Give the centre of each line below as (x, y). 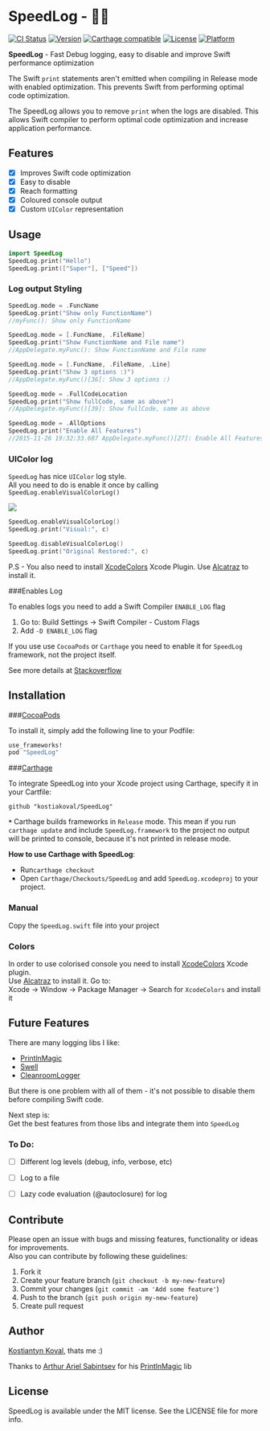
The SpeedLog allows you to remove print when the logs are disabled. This (134, 111)
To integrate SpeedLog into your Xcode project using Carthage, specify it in (133, 784)
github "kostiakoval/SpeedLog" (61, 807)
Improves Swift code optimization (75, 173)
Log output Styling (45, 289)
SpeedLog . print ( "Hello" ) (50, 260)
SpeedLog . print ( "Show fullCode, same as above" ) (91, 401)
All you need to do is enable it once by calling (84, 485)
